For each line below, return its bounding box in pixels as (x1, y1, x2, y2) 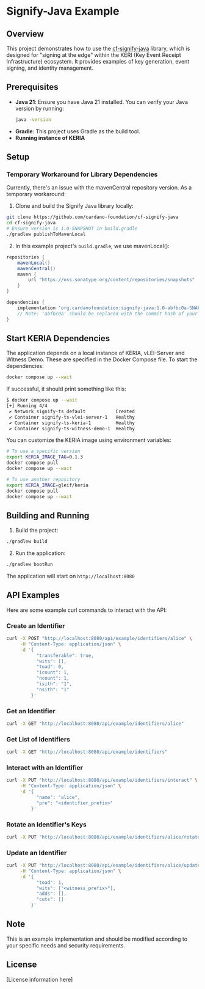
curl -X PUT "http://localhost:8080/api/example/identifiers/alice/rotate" (6, 834, 203, 840)
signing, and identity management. (6, 64, 93, 72)
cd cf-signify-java (6, 220, 56, 226)
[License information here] (6, 976, 73, 983)
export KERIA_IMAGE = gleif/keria (6, 482, 88, 488)
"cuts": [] (36, 897, 64, 903)
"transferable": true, (36, 652, 95, 658)
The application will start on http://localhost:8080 (6, 573, 135, 579)
